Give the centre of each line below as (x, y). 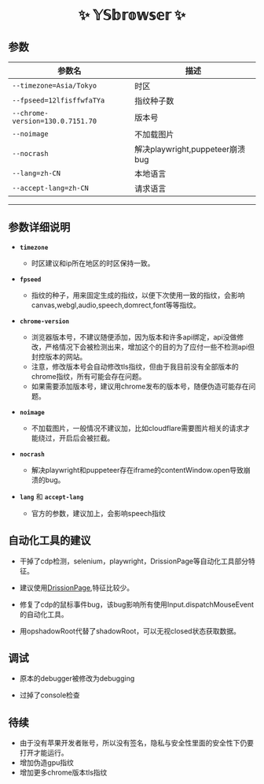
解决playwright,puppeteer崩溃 (190, 149)
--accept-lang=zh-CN (50, 188)
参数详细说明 (39, 227)
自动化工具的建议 (49, 541)
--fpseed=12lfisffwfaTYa (59, 100)
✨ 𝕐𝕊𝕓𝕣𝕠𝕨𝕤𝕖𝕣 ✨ (132, 15)
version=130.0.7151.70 (54, 121)
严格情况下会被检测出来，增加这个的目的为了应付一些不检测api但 (150, 347)
